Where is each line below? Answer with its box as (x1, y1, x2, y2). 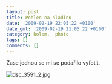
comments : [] (6, 43, 39, 49)
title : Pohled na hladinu (6, 15, 71, 21)
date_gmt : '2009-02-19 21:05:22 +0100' (6, 25, 107, 32)
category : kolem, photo (6, 31, 69, 37)
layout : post (6, 8, 39, 15)
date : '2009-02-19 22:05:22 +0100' (6, 20, 96, 26)
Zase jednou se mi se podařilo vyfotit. (6, 59, 100, 66)
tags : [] (6, 37, 28, 43)
